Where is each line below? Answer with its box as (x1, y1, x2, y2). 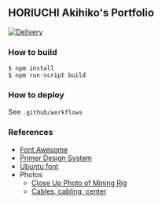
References (8, 127, 53, 138)
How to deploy (8, 89, 64, 100)
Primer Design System (19, 153, 93, 162)
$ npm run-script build (8, 71, 87, 79)
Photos (19, 169, 43, 179)
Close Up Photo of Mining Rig (31, 178, 127, 188)
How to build (8, 46, 57, 57)
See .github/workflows (8, 107, 83, 117)
